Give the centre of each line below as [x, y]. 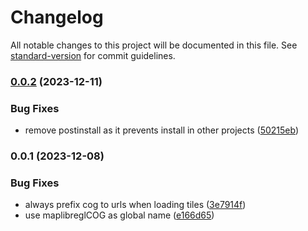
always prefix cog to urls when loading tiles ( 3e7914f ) [135, 205]
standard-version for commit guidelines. [93, 55]
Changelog [57, 17]
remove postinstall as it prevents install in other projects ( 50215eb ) [161, 130]
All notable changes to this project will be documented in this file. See [154, 45]
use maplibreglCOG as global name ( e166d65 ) [119, 215]
